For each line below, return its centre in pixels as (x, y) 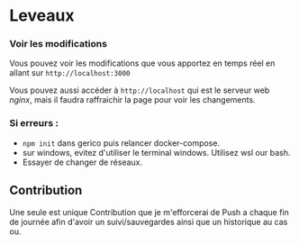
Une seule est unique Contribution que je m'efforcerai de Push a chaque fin (149, 212)
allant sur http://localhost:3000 (70, 73)
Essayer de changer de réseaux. (82, 162)
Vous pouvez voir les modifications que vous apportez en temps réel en (142, 63)
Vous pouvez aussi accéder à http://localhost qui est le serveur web (140, 90)
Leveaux (42, 16)
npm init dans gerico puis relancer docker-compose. (121, 143)
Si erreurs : (34, 123)
